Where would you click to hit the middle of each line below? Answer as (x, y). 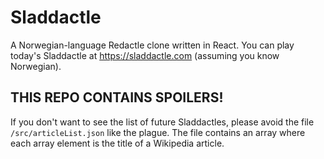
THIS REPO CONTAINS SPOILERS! (117, 97)
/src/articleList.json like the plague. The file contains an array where (158, 132)
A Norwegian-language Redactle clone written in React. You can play (152, 45)
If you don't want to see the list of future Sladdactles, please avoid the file (162, 122)
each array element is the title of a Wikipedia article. (117, 143)
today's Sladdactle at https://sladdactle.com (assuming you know (145, 55)
